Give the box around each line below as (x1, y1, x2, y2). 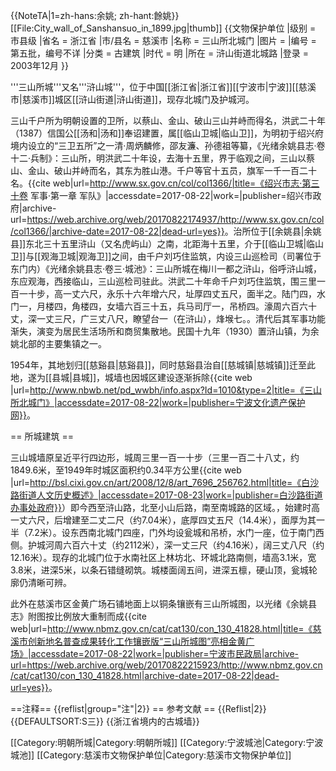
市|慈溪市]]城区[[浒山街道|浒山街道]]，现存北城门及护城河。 (10, 94, 255, 105)
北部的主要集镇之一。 (18, 338, 107, 349)
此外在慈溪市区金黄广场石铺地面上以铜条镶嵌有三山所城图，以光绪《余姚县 (10, 598, 317, 609)
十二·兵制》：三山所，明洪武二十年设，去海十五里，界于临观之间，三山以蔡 (10, 152, 316, 164)
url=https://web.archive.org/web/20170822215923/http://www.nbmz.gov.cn (10, 659, 323, 671)
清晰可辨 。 (27, 577, 72, 588)
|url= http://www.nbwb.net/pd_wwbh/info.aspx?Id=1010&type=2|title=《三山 (10, 384, 322, 396)
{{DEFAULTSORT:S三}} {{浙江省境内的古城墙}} (10, 715, 200, 727)
